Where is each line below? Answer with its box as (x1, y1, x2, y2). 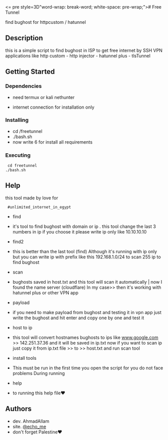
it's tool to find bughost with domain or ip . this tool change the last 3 (12, 223, 156, 229)
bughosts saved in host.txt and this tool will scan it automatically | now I (12, 279, 162, 285)
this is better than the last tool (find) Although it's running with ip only (12, 248, 157, 254)
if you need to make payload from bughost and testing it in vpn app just (12, 309, 162, 315)
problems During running (12, 370, 65, 376)
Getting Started (5, 67, 55, 76)
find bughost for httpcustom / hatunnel (5, 19, 86, 25)
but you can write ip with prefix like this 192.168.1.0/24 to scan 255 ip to (12, 254, 161, 260)
